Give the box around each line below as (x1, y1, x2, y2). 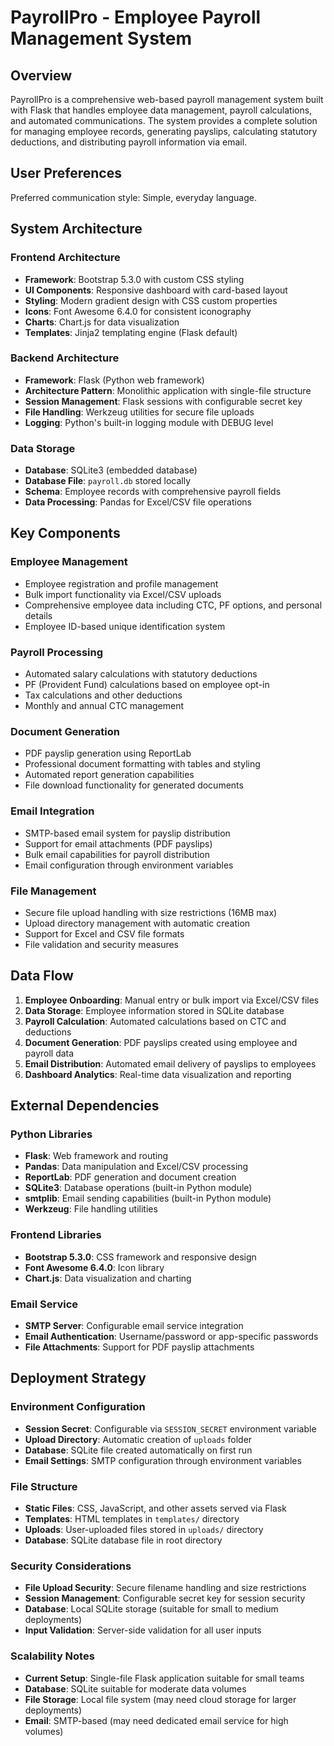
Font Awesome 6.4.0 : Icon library (24, 1261, 165, 1273)
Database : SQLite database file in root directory (24, 1534, 223, 1546)
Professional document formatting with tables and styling (24, 758, 261, 770)
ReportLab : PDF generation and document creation (24, 1171, 237, 1183)
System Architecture (10, 221, 143, 238)
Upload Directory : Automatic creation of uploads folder (24, 1433, 253, 1445)
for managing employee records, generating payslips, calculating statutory (10, 126, 318, 137)
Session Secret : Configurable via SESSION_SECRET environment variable (24, 1422, 317, 1435)
